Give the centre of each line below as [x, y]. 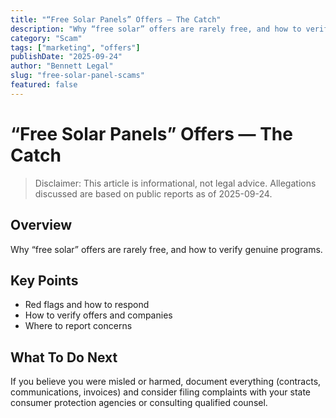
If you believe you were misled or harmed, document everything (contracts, [166, 382]
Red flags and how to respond [87, 305]
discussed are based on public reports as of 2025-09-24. [153, 193]
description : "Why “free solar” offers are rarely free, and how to [156, 29]
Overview [41, 225]
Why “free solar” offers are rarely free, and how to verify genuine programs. [166, 249]
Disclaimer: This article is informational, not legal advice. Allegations [175, 183]
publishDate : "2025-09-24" [66, 57]
